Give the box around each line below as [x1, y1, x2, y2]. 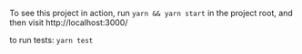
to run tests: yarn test [9, 35, 94, 45]
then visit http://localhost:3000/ [9, 17, 128, 28]
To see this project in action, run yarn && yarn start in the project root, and [9, 8, 293, 18]
